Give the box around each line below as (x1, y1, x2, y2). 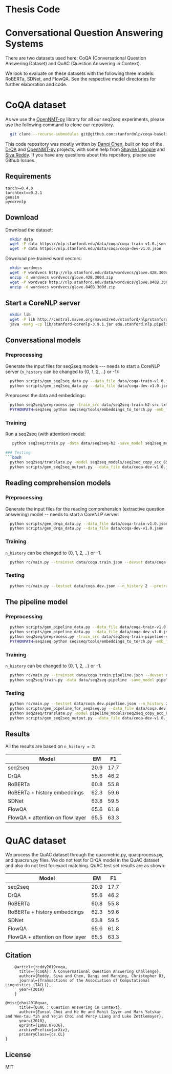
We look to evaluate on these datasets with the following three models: (5, 70, 155, 76)
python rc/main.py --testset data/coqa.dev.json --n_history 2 (10, 583, 147, 589)
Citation (5, 951, 32, 960)
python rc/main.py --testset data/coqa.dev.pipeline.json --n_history (10, 701, 164, 707)
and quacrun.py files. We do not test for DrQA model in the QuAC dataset (5, 857, 160, 863)
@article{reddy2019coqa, (14, 965, 68, 970)
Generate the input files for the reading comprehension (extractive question (5, 505, 165, 512)
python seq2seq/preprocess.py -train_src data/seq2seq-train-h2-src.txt (10, 402, 168, 407)
